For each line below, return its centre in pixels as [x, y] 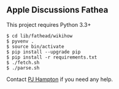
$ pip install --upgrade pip [44, 52]
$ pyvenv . [20, 41]
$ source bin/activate [35, 46]
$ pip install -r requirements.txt [52, 57]
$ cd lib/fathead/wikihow [39, 36]
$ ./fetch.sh [23, 62]
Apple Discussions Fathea [57, 10]
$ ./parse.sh [23, 68]
